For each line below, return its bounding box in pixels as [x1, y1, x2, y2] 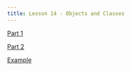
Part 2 [7, 42, 25, 50]
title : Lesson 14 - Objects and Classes [7, 10, 125, 17]
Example [7, 56, 32, 64]
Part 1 [7, 29, 23, 37]
